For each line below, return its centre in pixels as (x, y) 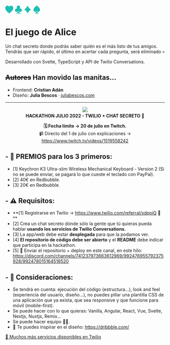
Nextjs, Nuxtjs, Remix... (37, 316)
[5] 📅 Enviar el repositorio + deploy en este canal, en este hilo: (77, 250)
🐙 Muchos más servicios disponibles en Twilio (53, 337)
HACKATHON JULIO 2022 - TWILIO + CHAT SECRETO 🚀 (85, 116)
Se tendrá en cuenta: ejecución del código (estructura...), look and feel (86, 289)
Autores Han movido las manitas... (61, 78)
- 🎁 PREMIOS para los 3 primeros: (59, 157)
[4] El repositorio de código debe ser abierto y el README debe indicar (88, 240)
